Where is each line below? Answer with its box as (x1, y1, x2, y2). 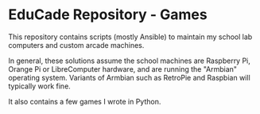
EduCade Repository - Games (8, 6, 208, 24)
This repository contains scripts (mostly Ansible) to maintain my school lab (8, 32, 253, 41)
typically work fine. (8, 81, 72, 91)
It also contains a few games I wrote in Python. (8, 96, 161, 106)
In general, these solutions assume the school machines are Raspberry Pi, (8, 56, 250, 65)
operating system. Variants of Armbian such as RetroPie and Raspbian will (8, 73, 250, 82)
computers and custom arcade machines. (8, 40, 145, 49)
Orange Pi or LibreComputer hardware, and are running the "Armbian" (8, 64, 237, 73)
